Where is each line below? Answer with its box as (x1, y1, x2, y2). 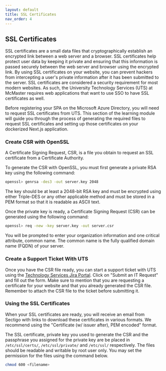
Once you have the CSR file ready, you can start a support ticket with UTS (5, 266, 156, 273)
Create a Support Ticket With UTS (5, 255, 88, 262)
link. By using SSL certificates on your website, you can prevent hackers (5, 69, 153, 75)
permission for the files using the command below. (5, 353, 109, 359)
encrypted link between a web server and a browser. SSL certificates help (5, 53, 156, 60)
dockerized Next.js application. (5, 126, 68, 132)
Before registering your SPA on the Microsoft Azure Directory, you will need (5, 105, 160, 111)
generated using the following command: (5, 214, 89, 220)
